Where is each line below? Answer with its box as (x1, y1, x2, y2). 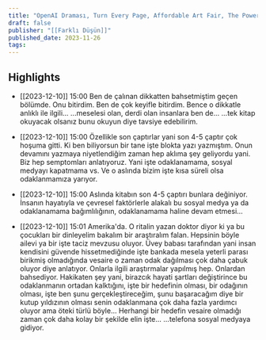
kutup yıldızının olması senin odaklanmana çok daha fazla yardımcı (19, 297, 237, 307)
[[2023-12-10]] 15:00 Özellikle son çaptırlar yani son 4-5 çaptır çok (19, 132, 238, 141)
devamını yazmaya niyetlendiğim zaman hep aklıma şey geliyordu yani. (19, 148, 251, 159)
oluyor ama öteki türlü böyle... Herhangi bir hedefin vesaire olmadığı (19, 306, 241, 315)
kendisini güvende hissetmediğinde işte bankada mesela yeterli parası (19, 246, 249, 256)
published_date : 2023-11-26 (8, 33, 101, 42)
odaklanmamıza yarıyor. (19, 174, 98, 183)
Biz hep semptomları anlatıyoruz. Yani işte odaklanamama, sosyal (19, 157, 233, 166)
